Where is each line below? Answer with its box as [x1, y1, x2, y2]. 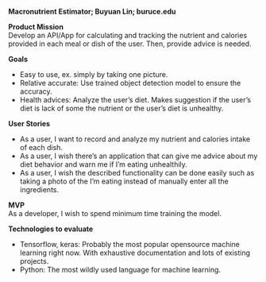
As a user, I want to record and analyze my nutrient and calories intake [19, 134, 251, 144]
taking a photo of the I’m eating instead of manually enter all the [19, 176, 229, 186]
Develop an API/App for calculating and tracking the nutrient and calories [8, 31, 248, 40]
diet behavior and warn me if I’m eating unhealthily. [19, 160, 188, 169]
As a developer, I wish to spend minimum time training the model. [8, 209, 222, 218]
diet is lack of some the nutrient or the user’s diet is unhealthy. [19, 103, 224, 113]
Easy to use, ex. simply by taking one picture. [19, 70, 168, 79]
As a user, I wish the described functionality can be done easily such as [19, 168, 255, 177]
